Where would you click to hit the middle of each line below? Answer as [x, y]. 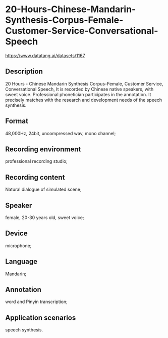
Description [24, 72]
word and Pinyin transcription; [37, 302]
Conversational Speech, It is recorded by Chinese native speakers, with [79, 89]
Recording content [35, 177]
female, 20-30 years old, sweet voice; [45, 218]
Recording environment [43, 149]
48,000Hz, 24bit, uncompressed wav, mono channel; [61, 133]
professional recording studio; [37, 161]
